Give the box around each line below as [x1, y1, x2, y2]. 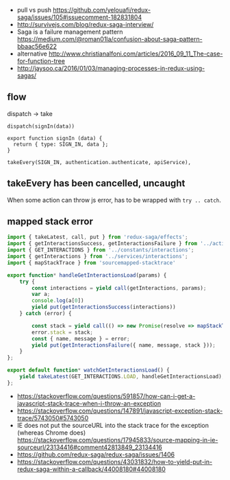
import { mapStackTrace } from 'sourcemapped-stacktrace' [7, 259, 176, 266]
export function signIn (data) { [7, 135, 103, 141]
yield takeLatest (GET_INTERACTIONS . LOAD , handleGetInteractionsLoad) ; [19, 374, 225, 380]
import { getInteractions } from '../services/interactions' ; [7, 253, 188, 260]
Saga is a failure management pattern [16, 27, 123, 36]
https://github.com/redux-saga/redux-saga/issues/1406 [16, 450, 175, 459]
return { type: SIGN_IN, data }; [13, 141, 109, 148]
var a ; [31, 291, 51, 298]
